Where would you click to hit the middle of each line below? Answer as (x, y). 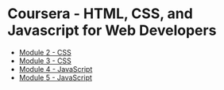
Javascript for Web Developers (112, 30)
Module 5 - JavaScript (56, 77)
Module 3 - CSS (45, 61)
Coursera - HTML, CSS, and (100, 14)
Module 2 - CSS (45, 52)
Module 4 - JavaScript (56, 69)
